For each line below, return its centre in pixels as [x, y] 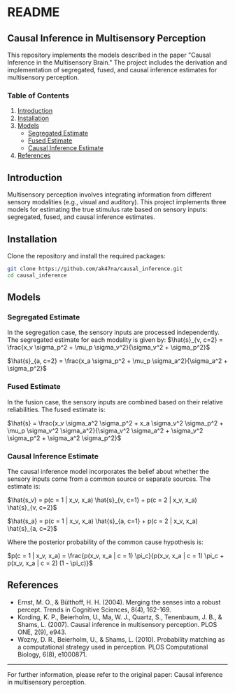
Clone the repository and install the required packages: [86, 256]
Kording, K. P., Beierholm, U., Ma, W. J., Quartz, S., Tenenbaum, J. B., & [120, 617]
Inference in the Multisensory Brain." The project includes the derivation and [117, 62]
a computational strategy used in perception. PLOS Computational [113, 647]
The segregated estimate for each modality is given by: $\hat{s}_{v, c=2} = [115, 340]
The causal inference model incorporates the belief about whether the [108, 471]
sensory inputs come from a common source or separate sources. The [109, 479]
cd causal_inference [37, 275]
